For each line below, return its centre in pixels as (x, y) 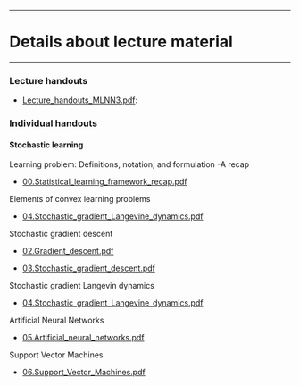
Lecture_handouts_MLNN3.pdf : (80, 100)
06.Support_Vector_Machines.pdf (83, 373)
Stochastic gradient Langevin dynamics (82, 286)
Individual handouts (54, 123)
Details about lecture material (121, 42)
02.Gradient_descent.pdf (68, 251)
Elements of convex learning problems (80, 199)
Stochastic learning (46, 145)
